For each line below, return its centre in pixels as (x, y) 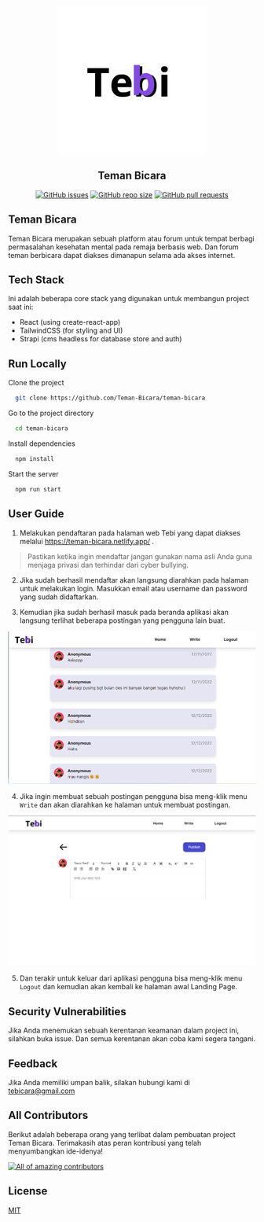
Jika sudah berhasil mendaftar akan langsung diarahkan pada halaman (134, 580)
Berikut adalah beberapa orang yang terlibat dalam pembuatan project (122, 1134)
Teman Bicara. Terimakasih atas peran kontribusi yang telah (105, 1143)
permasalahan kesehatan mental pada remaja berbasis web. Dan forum (124, 247)
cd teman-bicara (42, 429)
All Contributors (48, 1115)
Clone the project (36, 383)
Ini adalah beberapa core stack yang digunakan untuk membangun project (129, 299)
